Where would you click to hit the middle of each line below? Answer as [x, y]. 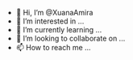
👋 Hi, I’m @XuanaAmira [54, 13]
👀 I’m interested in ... [50, 21]
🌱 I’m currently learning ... [59, 30]
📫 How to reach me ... [53, 47]
